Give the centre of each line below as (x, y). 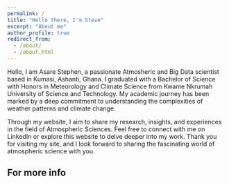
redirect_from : (29, 39)
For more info (37, 173)
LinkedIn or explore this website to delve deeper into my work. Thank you (112, 136)
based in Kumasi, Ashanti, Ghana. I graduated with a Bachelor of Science (112, 79)
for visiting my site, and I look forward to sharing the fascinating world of (111, 144)
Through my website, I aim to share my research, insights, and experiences (114, 122)
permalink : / (26, 13)
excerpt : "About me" (37, 26)
